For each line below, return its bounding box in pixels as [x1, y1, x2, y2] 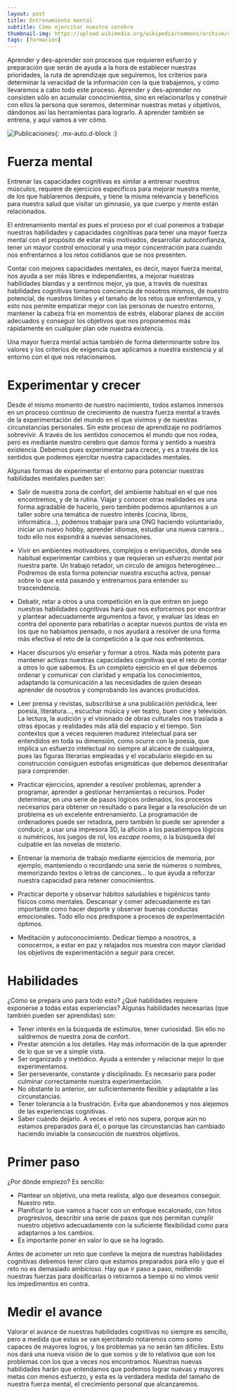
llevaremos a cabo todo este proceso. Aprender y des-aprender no [7, 86, 202, 94]
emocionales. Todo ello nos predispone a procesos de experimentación [17, 912, 225, 921]
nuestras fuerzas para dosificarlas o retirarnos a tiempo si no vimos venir [7, 1272, 219, 1280]
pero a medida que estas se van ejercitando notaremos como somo [7, 1334, 202, 1343]
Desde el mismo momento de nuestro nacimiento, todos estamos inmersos [7, 400, 224, 409]
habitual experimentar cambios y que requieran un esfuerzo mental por [17, 554, 224, 562]
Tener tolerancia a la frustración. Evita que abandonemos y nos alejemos [17, 1099, 229, 1108]
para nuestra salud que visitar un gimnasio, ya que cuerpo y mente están [7, 200, 219, 208]
